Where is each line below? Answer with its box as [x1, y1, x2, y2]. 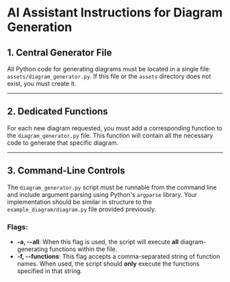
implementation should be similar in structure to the [7, 198, 153, 206]
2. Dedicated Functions [7, 106, 108, 117]
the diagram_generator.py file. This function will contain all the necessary [7, 131, 214, 139]
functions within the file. [49, 245, 118, 253]
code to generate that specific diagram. [7, 139, 118, 147]
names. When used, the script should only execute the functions [16, 259, 200, 268]
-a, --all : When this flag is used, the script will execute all [16, 237, 179, 246]
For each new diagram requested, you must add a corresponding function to [7, 124, 222, 132]
